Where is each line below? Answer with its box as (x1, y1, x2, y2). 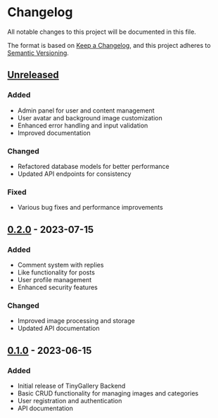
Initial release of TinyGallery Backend (17, 381, 126, 390)
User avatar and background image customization (17, 113, 163, 122)
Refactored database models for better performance (17, 162, 170, 170)
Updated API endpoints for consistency (17, 170, 132, 178)
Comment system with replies (17, 260, 104, 269)
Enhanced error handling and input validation (17, 121, 148, 129)
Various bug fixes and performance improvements (17, 203, 163, 212)
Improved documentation (17, 128, 91, 137)
